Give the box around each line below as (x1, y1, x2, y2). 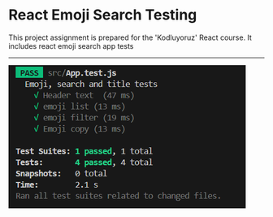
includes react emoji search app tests (8, 41, 134, 50)
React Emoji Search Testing (8, 6, 197, 24)
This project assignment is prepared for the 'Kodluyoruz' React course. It (8, 33, 252, 42)
